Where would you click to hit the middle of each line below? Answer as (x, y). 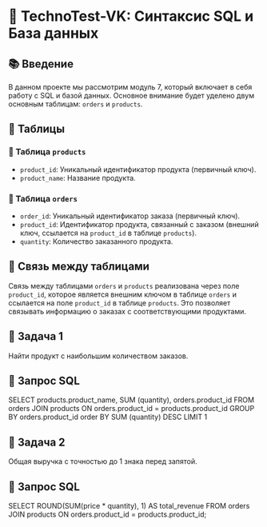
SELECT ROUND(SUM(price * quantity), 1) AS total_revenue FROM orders (129, 506)
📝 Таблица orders (43, 198)
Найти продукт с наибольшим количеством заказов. (98, 356)
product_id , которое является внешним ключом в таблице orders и (123, 294)
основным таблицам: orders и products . (76, 104)
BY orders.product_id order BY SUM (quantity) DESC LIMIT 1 (108, 417)
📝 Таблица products (47, 152)
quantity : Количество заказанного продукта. (96, 241)
